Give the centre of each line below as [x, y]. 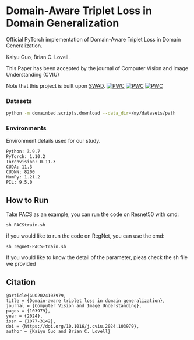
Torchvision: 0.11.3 [31, 162]
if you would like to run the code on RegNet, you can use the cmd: [85, 236]
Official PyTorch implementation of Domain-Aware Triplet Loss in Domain [94, 39]
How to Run [27, 200]
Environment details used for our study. [53, 141]
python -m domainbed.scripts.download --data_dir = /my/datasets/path [91, 113]
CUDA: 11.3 [19, 167]
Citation [21, 282]
